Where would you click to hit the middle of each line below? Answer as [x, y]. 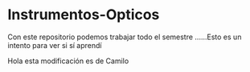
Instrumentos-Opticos [84, 15]
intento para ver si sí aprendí [55, 45]
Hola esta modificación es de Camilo [68, 61]
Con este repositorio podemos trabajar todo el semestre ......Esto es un [125, 37]
